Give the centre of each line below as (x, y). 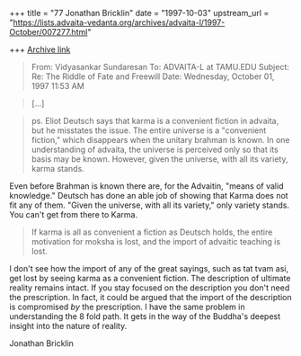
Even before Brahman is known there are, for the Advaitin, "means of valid (146, 186)
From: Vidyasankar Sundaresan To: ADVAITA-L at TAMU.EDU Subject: (160, 67)
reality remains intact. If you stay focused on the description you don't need (150, 288)
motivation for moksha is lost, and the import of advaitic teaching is (156, 241)
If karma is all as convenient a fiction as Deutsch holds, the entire (152, 232)
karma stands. (58, 169)
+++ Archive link (40, 49)
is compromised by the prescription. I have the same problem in (127, 307)
